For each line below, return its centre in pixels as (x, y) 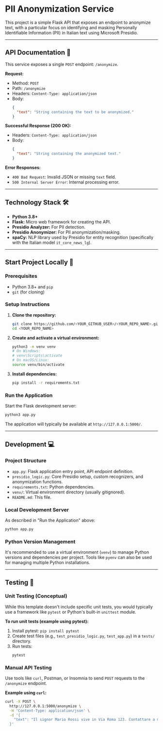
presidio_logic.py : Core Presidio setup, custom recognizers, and (77, 476)
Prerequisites (21, 276)
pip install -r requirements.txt (46, 383)
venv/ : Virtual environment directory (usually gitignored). (68, 492)
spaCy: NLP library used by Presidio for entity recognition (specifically (83, 237)
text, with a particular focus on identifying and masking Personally (71, 27)
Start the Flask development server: (41, 406)
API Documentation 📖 (38, 53)
